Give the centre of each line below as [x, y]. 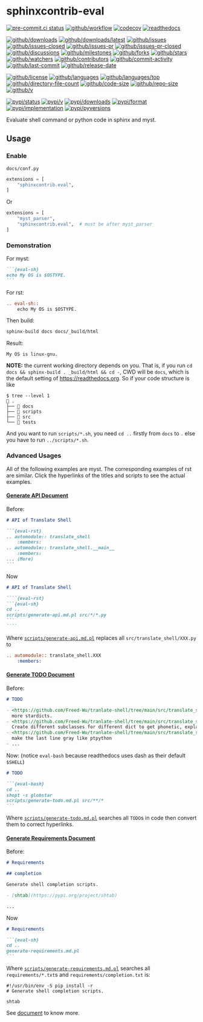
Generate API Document [37, 496]
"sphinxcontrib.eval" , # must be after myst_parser [85, 224]
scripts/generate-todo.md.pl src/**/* [55, 801]
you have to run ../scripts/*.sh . [47, 440]
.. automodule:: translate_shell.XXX [54, 655]
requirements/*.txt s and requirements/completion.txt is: [78, 975]
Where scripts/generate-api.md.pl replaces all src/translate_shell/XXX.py [101, 638]
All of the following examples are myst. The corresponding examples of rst [99, 469]
